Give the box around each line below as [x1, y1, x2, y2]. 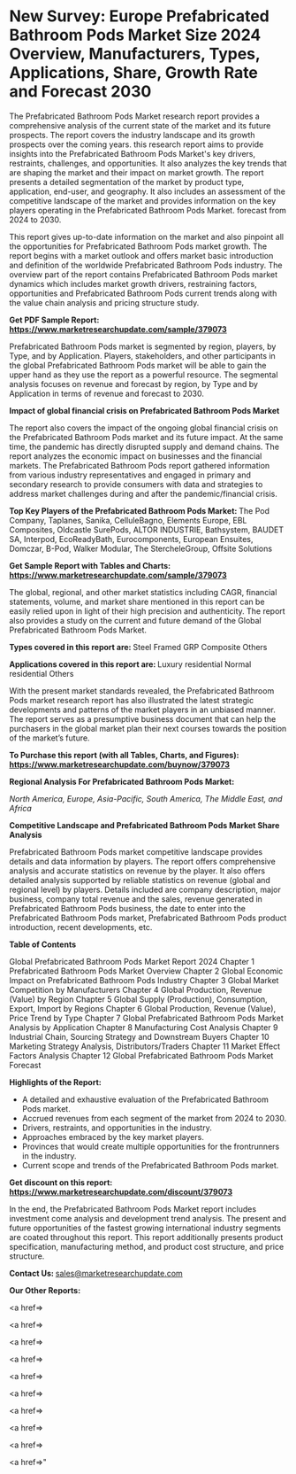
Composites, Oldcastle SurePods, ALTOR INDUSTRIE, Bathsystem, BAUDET [9, 524, 285, 535]
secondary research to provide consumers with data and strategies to [9, 478, 263, 489]
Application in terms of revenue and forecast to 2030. [9, 388, 205, 399]
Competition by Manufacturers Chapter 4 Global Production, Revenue [9, 984, 262, 995]
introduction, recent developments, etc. [9, 921, 153, 932]
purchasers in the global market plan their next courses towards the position [9, 723, 287, 733]
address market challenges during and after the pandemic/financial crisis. [9, 488, 278, 499]
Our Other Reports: [9, 1284, 81, 1295]
